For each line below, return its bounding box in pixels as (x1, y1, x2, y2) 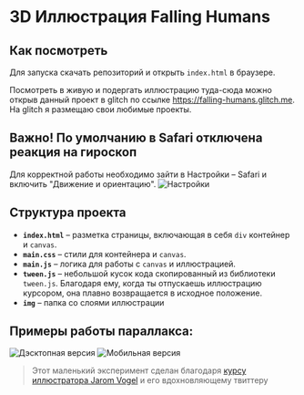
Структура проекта (9, 205, 127, 221)
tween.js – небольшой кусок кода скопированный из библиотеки (22, 267, 276, 279)
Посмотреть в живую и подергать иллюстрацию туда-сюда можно (9, 85, 273, 95)
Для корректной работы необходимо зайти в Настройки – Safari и (9, 169, 267, 180)
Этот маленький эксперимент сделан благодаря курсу (31, 365, 247, 376)
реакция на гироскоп (9, 144, 137, 161)
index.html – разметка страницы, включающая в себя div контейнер (22, 229, 290, 240)
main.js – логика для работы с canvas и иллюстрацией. (22, 258, 237, 269)
